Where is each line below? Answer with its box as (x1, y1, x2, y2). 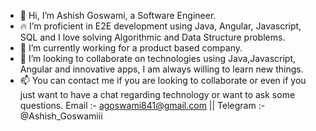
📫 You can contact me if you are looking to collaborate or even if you (19, 75, 307, 86)
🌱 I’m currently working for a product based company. (19, 42, 243, 54)
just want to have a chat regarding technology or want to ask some (19, 89, 296, 100)
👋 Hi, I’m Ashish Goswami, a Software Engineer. (19, 10, 217, 21)
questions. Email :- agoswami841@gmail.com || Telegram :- (19, 100, 266, 111)
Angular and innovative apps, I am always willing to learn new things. (19, 63, 304, 75)
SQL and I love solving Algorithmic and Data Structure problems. (19, 31, 286, 43)
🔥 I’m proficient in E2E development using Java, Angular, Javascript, (19, 20, 302, 32)
